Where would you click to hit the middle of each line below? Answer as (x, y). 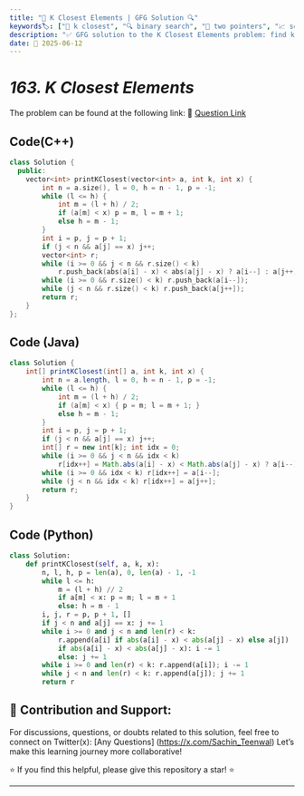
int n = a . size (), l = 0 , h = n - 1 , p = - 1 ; (129, 188)
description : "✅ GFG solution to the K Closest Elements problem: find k (152, 34)
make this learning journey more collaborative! (96, 751)
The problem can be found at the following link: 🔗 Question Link (128, 113)
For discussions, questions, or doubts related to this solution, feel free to (144, 732)
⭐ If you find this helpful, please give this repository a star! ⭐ (122, 769)
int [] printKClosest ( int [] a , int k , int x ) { (115, 372)
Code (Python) (52, 534)
